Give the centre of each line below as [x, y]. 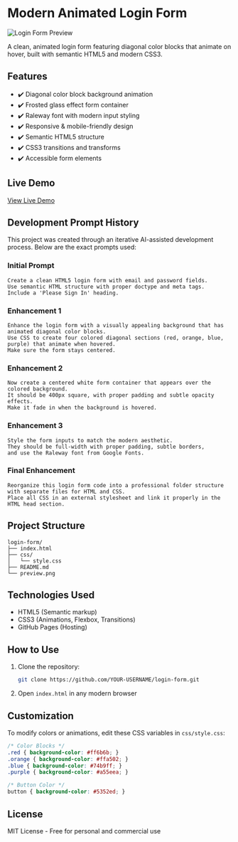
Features [27, 76]
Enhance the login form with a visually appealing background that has [115, 325]
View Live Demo [31, 200]
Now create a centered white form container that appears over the [109, 383]
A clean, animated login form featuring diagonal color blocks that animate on [119, 46]
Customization [41, 716]
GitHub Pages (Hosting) [52, 627]
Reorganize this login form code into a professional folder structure [115, 485]
